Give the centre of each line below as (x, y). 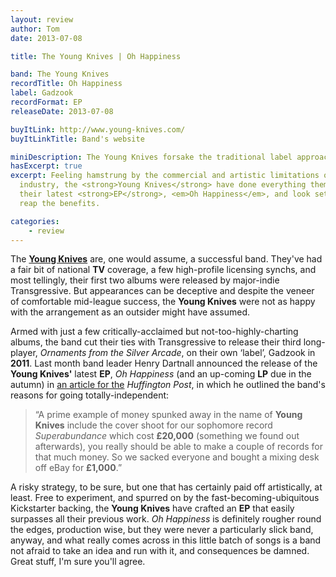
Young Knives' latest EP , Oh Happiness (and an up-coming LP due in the (161, 374)
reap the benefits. (60, 203)
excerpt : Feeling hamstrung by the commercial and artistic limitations (165, 176)
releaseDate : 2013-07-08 (62, 111)
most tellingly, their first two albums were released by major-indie (145, 280)
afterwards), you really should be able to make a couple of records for (179, 447)
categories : (35, 221)
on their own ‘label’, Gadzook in (251, 353)
